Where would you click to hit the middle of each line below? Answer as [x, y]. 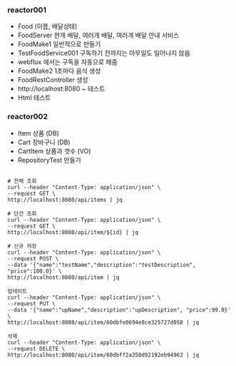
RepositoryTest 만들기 [49, 160]
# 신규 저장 [22, 246]
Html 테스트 [34, 98]
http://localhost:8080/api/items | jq [65, 200]
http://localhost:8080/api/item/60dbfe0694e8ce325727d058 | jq [103, 322]
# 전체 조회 [22, 181]
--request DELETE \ [36, 349]
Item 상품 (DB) [38, 133]
